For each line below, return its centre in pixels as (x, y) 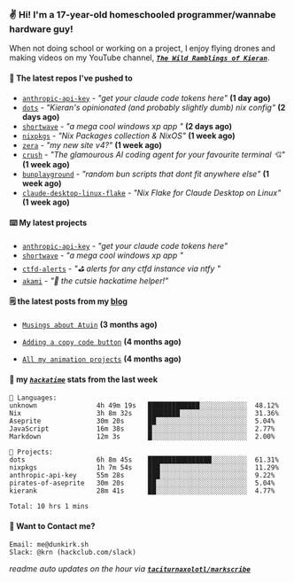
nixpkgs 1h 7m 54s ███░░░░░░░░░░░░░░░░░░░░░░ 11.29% (144, 468)
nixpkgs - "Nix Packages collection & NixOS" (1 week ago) (128, 136)
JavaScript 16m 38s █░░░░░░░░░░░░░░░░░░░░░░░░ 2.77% (142, 429)
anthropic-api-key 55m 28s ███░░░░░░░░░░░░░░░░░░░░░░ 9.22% (142, 476)
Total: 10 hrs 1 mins (49, 507)
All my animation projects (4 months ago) (101, 359)
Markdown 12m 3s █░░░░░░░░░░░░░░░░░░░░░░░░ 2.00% (142, 437)
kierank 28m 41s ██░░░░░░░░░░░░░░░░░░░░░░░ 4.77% (142, 491)
